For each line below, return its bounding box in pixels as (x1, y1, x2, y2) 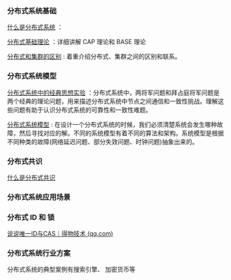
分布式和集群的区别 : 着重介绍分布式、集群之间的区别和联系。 (7, 52, 181, 61)
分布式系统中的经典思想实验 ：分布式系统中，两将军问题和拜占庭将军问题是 (7, 88, 220, 97)
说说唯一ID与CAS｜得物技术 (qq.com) (7, 230, 113, 238)
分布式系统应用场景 (7, 192, 71, 201)
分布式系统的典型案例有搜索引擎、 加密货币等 (7, 266, 135, 274)
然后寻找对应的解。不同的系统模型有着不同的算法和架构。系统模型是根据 (19, 129, 224, 137)
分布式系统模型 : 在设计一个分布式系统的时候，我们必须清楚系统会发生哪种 (7, 120, 217, 128)
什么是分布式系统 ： (7, 23, 63, 32)
